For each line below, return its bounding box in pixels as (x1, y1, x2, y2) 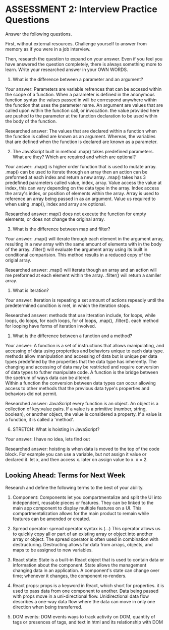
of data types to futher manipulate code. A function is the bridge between (5, 369, 158, 375)
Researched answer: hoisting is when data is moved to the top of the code (5, 446, 160, 452)
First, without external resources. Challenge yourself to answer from (5, 40, 147, 46)
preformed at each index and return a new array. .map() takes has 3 (5, 174, 146, 180)
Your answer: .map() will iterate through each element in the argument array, (5, 235, 164, 241)
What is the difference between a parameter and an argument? (12, 76, 143, 82)
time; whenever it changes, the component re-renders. (12, 573, 127, 579)
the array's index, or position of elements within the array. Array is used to (5, 190, 159, 196)
